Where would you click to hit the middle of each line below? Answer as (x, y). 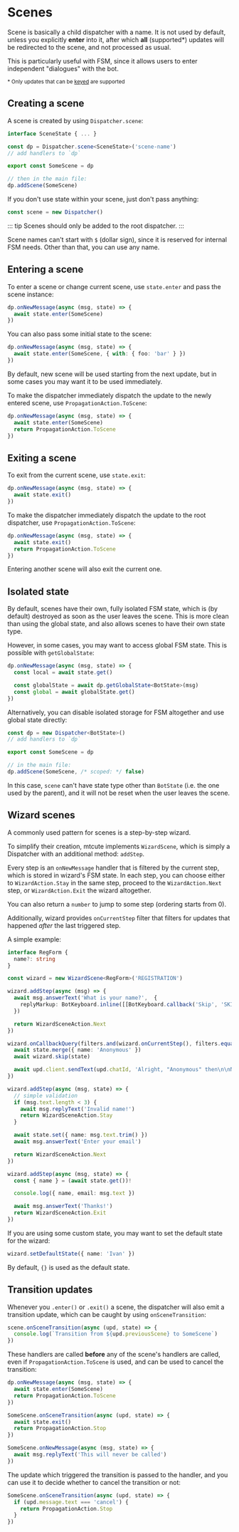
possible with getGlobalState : (51, 653)
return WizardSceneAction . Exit (60, 1213)
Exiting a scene (42, 458)
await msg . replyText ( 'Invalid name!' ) (78, 1109)
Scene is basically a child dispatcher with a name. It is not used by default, (117, 32)
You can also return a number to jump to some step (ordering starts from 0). (117, 904)
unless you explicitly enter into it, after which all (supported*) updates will (116, 39)
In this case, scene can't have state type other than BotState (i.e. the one (113, 785)
